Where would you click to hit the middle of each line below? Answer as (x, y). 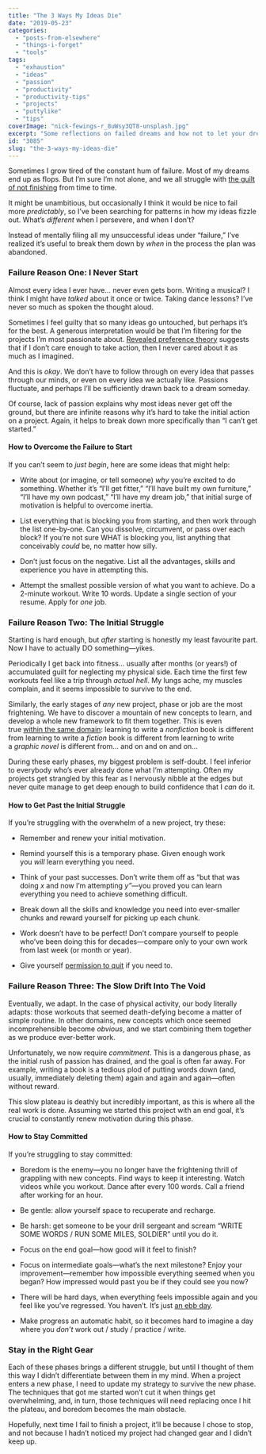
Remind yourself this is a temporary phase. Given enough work (122, 854)
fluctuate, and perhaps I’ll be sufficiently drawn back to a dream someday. (129, 388)
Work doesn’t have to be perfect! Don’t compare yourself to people (129, 934)
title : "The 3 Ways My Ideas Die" (65, 15)
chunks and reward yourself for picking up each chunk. (110, 918)
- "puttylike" (38, 112)
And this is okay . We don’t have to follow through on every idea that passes (131, 371)
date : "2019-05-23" (40, 23)
